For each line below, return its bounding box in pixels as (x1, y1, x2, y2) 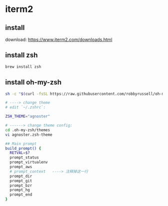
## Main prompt (5, 141, 37, 146)
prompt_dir (9, 174, 32, 179)
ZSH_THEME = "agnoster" (5, 114, 50, 119)
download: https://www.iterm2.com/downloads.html (5, 36, 112, 42)
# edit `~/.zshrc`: (5, 105, 46, 110)
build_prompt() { (5, 146, 41, 151)
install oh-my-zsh (5, 78, 61, 87)
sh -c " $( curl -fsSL (5, 91, 48, 96)
